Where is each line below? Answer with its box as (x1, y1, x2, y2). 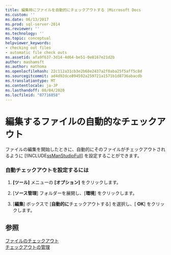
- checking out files (5, 45, 51, 50)
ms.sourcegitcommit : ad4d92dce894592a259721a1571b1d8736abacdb (5, 74, 142, 79)
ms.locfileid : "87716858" (5, 92, 60, 98)
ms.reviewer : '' (5, 26, 40, 31)
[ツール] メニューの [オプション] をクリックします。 (12, 179, 121, 185)
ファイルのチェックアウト (5, 238, 59, 244)
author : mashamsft (5, 59, 44, 65)
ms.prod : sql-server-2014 (5, 21, 60, 27)
